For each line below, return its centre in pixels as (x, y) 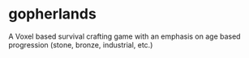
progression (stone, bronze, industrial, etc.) (81, 44)
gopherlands (53, 14)
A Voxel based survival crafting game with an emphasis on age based (124, 36)
